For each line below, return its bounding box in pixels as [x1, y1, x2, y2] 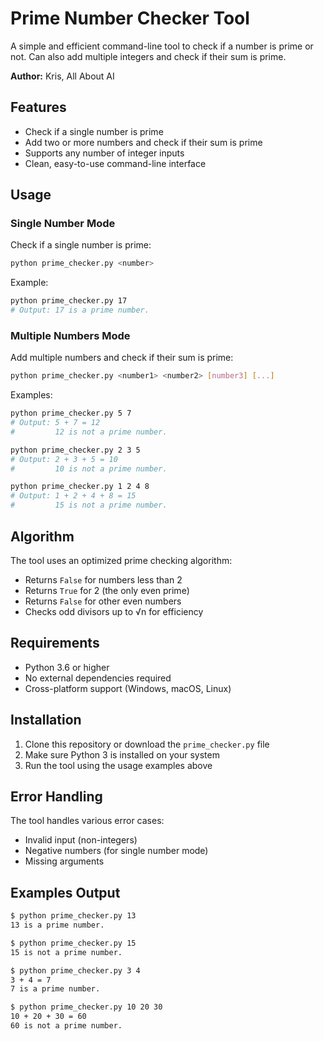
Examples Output [10, 884, 121, 901]
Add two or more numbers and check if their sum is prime [24, 136, 263, 148]
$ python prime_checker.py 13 [10, 911, 137, 921]
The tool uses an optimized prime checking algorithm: [10, 554, 233, 566]
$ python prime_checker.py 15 [10, 938, 137, 948]
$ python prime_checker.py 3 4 [10, 965, 141, 976]
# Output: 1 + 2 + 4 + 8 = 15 [10, 491, 137, 501]
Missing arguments [24, 855, 105, 867]
